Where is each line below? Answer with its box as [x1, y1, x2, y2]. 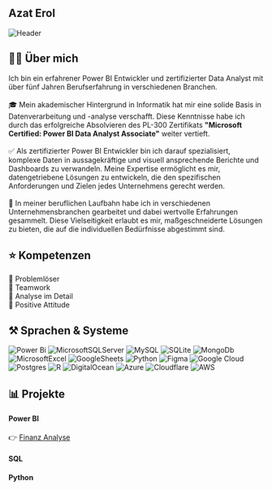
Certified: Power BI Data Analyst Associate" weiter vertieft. [8, 128, 210, 138]
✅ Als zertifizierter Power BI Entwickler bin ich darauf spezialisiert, [8, 145, 231, 155]
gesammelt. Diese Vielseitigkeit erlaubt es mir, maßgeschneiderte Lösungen [8, 215, 263, 225]
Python [8, 473, 34, 483]
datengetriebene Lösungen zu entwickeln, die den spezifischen [8, 172, 221, 182]
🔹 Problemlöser [8, 274, 60, 284]
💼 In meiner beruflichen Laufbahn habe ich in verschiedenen [8, 198, 211, 208]
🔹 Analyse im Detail [8, 292, 73, 301]
